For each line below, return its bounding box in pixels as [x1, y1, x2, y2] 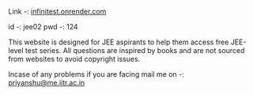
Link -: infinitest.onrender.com [8, 7, 107, 16]
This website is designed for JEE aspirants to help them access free [8, 37, 229, 47]
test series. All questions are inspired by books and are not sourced [25, 46, 245, 55]
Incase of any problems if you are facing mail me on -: [8, 70, 184, 78]
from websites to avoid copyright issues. [8, 55, 141, 63]
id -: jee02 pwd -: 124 [8, 22, 78, 31]
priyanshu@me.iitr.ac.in [8, 78, 85, 87]
